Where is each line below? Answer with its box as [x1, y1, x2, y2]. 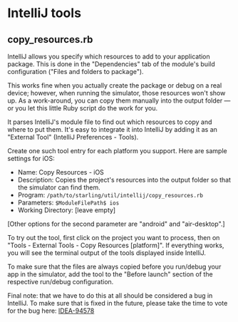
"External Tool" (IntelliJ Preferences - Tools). [7, 133, 139, 141]
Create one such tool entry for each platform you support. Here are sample [7, 147, 227, 155]
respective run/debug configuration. [7, 278, 114, 286]
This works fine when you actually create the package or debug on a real [7, 81, 222, 90]
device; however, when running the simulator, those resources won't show [7, 89, 226, 97]
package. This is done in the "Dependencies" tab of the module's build [7, 60, 215, 68]
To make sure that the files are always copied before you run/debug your [7, 262, 222, 271]
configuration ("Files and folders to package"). [7, 68, 144, 76]
